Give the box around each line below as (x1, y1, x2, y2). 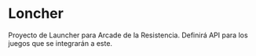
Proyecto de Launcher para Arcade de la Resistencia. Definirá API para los (8, 30, 249, 40)
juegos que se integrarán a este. (8, 38, 112, 47)
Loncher (8, 5, 64, 23)
